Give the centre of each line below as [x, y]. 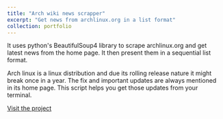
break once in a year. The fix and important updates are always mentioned [112, 81]
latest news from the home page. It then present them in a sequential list [109, 53]
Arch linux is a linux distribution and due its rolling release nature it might [109, 73]
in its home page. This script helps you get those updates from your [103, 88]
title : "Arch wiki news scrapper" [56, 13]
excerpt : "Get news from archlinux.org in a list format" [91, 20]
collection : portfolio [39, 26]
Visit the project [29, 108]
